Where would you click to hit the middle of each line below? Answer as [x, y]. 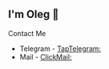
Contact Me [27, 33]
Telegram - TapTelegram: [60, 49]
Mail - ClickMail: [45, 56]
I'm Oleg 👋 [34, 15]
